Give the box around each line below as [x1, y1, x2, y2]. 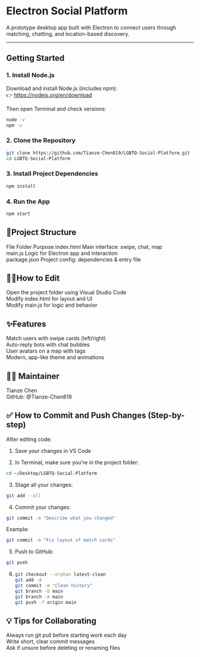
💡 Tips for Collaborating [6, 616, 96, 626]
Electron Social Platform [6, 4, 128, 18]
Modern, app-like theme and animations [6, 354, 104, 361]
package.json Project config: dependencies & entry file [6, 255, 141, 263]
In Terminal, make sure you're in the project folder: [14, 458, 139, 466]
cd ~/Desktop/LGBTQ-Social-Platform [6, 470, 97, 476]
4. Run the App [6, 197, 51, 205]
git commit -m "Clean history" [14, 582, 93, 588]
